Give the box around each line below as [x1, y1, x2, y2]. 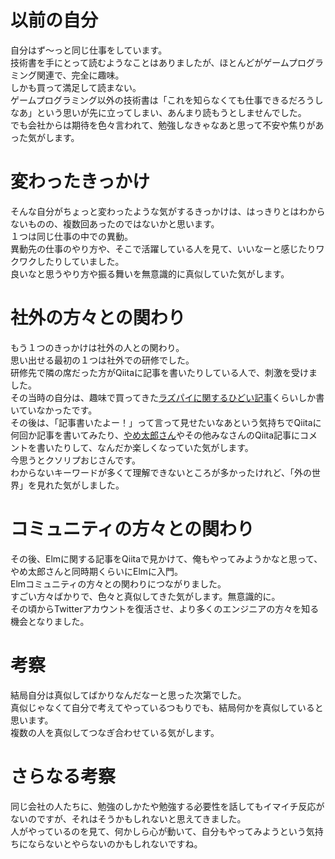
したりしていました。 [36, 255, 125, 267]
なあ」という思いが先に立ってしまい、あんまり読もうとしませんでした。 [10, 106, 307, 118]
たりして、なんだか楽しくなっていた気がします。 [53, 441, 254, 453]
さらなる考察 [10, 765, 117, 788]
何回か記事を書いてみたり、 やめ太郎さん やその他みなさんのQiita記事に [10, 429, 301, 441]
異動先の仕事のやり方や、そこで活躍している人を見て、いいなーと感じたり [10, 242, 317, 255]
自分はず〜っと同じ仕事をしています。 [10, 44, 168, 56]
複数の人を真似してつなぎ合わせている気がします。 [10, 726, 220, 738]
